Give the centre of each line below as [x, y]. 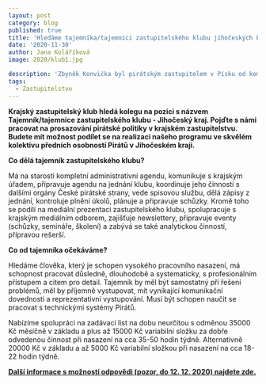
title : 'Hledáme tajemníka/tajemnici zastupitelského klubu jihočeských [131, 38]
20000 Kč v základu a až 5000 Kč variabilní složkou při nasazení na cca [125, 348]
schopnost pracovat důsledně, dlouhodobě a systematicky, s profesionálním [133, 273]
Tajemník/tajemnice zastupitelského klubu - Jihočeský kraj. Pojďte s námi [133, 120]
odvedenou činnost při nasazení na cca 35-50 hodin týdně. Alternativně [125, 339]
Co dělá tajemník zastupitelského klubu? [76, 160]
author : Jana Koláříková [49, 52]
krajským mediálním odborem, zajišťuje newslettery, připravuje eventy [122, 218]
